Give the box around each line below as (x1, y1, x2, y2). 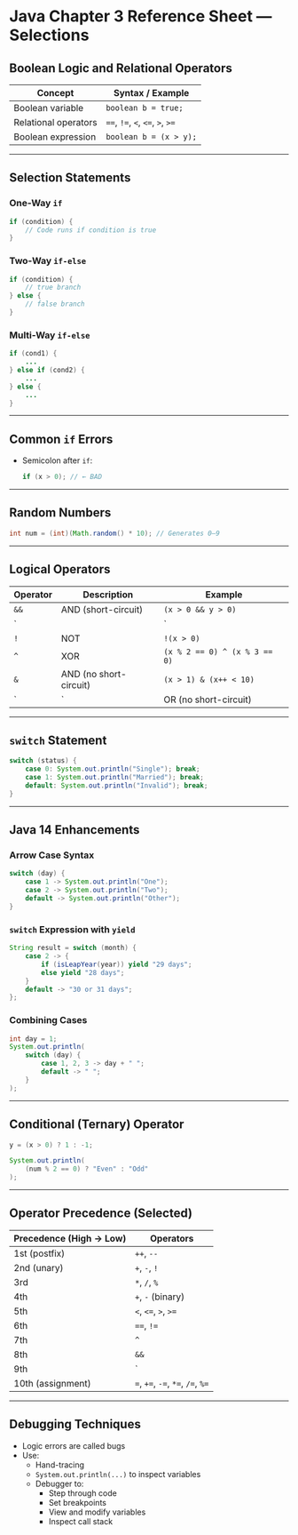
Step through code (48, 1487, 117, 1499)
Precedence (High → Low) (13, 1232, 127, 1244)
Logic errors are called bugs (21, 1440, 126, 1451)
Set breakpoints (48, 1497, 106, 1507)
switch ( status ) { (9, 756, 77, 765)
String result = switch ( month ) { (9, 944, 137, 953)
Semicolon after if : (21, 455, 93, 466)
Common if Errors (9, 431, 114, 446)
